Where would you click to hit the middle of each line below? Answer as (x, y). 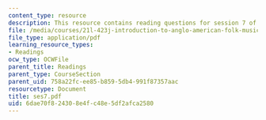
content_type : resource (47, 15)
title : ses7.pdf (35, 96)
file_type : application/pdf (55, 37)
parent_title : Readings (47, 67)
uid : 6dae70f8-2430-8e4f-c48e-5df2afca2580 (81, 103)
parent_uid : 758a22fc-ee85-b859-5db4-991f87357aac (93, 81)
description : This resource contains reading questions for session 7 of (133, 23)
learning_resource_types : (51, 45)
